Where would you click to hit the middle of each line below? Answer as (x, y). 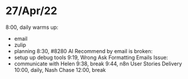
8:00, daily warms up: (32, 27)
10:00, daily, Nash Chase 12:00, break (60, 70)
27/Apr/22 (31, 11)
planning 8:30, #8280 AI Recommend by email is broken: (83, 51)
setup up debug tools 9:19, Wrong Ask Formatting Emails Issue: (91, 57)
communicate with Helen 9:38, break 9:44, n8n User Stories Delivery (98, 64)
